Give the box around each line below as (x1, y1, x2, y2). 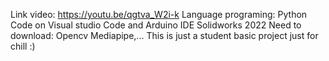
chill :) (10, 40, 36, 52)
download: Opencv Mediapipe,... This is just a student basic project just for (10, 30, 319, 41)
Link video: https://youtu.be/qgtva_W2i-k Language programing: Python (10, 9, 308, 20)
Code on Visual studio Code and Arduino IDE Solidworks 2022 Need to (10, 19, 302, 31)
